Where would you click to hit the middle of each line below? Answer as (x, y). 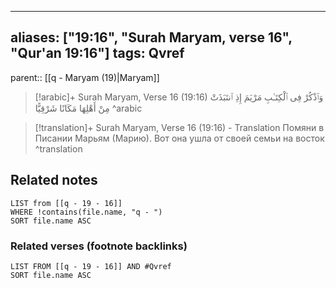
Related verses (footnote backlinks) (99, 246)
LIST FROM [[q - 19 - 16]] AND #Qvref (91, 266)
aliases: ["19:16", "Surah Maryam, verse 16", (151, 37)
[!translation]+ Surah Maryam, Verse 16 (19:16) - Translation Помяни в (179, 127)
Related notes (54, 180)
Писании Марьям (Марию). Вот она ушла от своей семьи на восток (179, 138)
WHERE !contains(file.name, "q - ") (86, 212)
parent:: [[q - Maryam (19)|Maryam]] (85, 77)
